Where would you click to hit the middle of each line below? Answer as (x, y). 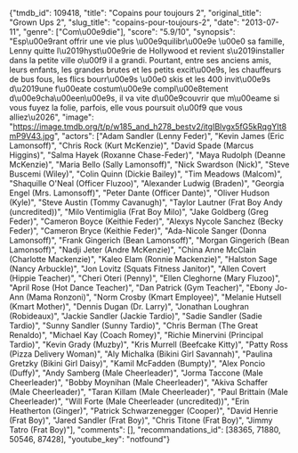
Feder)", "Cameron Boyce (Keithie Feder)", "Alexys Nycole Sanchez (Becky (146, 221)
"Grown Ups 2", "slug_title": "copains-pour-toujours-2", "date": (125, 22)
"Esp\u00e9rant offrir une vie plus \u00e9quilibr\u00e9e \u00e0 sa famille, (147, 41)
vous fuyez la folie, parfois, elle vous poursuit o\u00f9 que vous (126, 107)
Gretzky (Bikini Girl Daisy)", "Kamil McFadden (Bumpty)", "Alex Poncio (137, 363)
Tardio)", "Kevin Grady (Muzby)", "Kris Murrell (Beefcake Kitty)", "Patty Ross (149, 344)
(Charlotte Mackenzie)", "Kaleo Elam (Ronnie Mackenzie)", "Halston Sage (143, 259)
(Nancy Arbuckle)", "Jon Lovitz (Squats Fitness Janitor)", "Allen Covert (138, 268)
